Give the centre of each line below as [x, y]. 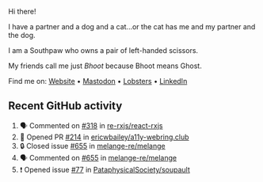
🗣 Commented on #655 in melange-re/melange [98, 157]
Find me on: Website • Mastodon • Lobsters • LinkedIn [98, 81]
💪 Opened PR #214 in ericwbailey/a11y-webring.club [104, 137]
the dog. [22, 35]
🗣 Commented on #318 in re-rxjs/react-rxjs [91, 125]
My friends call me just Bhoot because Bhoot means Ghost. [105, 66]
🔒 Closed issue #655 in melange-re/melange [93, 146]
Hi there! [22, 11]
